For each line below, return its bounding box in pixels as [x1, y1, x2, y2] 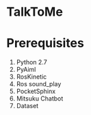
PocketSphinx [16, 87, 56, 96]
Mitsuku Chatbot [16, 94, 64, 103]
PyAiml [16, 66, 36, 74]
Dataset [16, 102, 39, 110]
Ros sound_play [16, 80, 62, 88]
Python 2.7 [16, 58, 47, 66]
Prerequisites [6, 36, 85, 51]
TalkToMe [6, 4, 63, 20]
